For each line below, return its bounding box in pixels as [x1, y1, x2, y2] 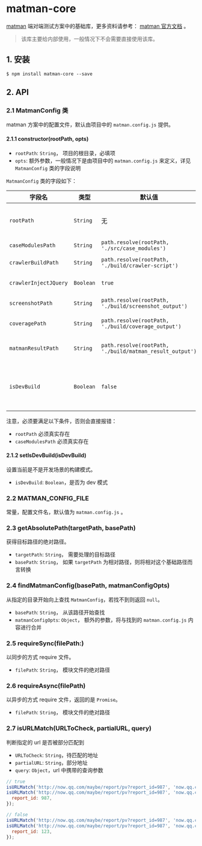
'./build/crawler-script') [101, 262, 179, 269]
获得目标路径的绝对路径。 [6, 538, 70, 545]
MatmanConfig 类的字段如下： [6, 177, 77, 185]
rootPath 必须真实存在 [14, 430, 70, 437]
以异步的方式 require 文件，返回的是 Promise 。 [6, 696, 121, 703]
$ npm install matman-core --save [6, 71, 93, 77]
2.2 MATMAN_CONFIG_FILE [6, 494, 89, 502]
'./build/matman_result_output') [101, 348, 197, 355]
